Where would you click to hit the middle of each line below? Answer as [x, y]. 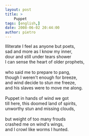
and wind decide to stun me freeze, [41, 83]
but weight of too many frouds [36, 119]
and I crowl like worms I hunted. [37, 129]
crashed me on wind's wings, [35, 124]
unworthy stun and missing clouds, [40, 109]
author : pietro [20, 32]
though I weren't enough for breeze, [41, 77]
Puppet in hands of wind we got [37, 98]
